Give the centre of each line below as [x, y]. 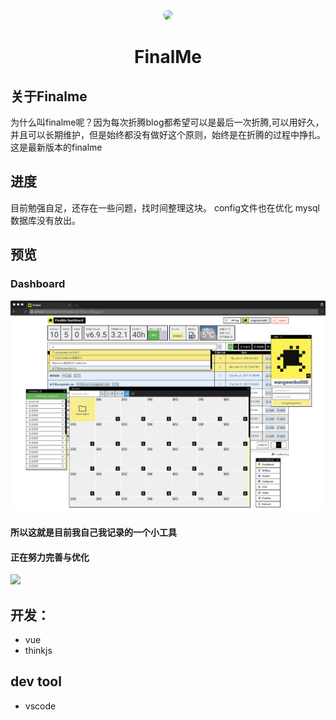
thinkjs [38, 651]
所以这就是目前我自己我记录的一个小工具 [93, 532]
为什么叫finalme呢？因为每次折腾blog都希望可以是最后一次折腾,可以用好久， [167, 122]
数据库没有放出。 [45, 220]
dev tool [36, 681]
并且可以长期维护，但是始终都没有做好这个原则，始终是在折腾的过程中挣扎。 [168, 134]
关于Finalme [49, 96]
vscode [40, 706]
